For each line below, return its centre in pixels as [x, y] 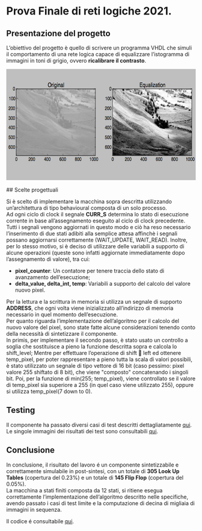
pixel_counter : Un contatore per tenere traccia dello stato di [89, 271]
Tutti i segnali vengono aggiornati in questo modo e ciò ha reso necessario [99, 227]
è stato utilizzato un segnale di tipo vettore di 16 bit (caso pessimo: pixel [95, 366]
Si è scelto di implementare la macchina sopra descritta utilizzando [89, 201]
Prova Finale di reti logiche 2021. [89, 11]
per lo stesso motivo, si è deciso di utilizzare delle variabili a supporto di [95, 246]
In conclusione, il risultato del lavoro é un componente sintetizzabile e [93, 465]
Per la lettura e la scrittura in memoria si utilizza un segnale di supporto [94, 302]
